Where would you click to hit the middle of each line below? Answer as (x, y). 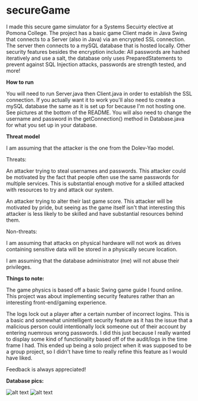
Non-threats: (22, 231)
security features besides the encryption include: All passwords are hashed (98, 51)
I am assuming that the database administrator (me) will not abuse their (93, 260)
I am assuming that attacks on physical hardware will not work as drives (94, 242)
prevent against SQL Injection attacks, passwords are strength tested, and (96, 64)
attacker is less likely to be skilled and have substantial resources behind (95, 214)
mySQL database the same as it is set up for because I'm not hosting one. (96, 106)
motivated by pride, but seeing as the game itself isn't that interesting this (95, 207)
